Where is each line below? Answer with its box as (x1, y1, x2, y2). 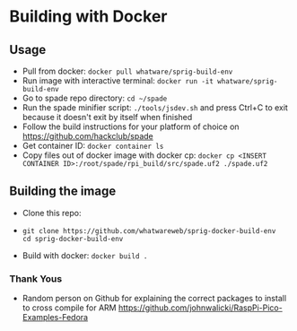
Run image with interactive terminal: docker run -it (22, 75, 214, 86)
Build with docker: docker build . (22, 249, 148, 261)
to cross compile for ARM (22, 302, 117, 313)
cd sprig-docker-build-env (22, 234, 124, 243)
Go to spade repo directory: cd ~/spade (22, 92, 168, 103)
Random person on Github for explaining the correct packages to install (22, 293, 287, 304)
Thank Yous (9, 272, 63, 284)
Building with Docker (9, 6, 168, 27)
